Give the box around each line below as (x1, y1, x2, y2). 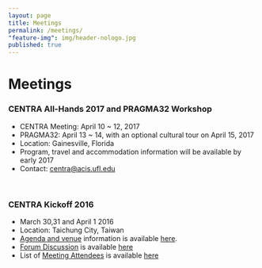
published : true (8, 41, 62, 49)
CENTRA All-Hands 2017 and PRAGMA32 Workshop (8, 104, 212, 115)
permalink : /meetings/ (8, 26, 83, 34)
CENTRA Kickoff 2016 (8, 199, 94, 210)
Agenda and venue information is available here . (19, 233, 178, 243)
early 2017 (19, 155, 54, 165)
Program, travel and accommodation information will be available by (19, 147, 241, 156)
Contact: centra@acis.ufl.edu (19, 163, 116, 173)
